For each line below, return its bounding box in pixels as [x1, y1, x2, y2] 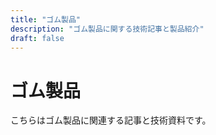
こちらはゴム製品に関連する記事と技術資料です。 [10, 114, 212, 126]
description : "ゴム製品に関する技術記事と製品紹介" [10, 24, 205, 34]
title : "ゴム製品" [10, 14, 82, 25]
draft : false [10, 33, 65, 43]
